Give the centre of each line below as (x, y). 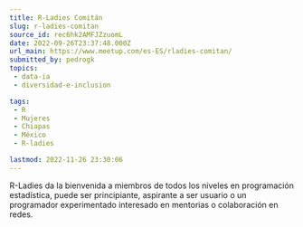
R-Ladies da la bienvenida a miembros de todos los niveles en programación (151, 185)
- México (30, 135)
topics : (24, 69)
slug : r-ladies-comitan (54, 26)
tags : (19, 101)
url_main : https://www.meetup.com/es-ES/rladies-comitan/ (121, 52)
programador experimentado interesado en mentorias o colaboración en (144, 204)
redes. (21, 214)
